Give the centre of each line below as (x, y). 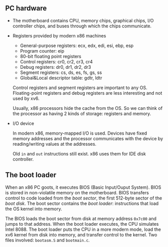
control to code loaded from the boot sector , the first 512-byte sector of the (84, 198)
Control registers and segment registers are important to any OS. (80, 88)
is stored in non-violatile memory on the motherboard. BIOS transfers (77, 192)
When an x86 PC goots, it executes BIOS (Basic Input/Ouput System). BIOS (83, 187)
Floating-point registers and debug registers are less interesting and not (87, 93)
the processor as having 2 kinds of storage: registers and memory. (82, 113)
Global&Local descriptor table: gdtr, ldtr (61, 77)
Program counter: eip (42, 51)
